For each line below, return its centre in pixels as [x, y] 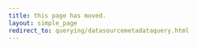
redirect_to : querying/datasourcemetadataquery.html [99, 30]
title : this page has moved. [57, 16]
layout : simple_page [43, 23]
